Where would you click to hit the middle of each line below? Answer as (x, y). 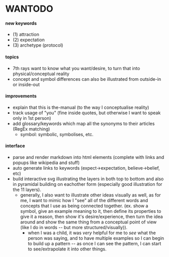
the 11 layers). (27, 189)
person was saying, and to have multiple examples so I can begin (96, 238)
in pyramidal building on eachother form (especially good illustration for (87, 184)
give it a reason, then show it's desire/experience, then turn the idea (92, 217)
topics (12, 57)
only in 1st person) (32, 118)
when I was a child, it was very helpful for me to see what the (92, 233)
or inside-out (26, 84)
